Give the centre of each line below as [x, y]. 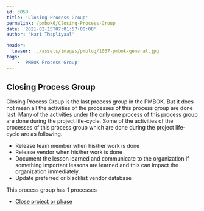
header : [16, 46]
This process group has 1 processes [52, 190]
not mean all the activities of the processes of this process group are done [100, 108]
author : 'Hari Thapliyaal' [40, 35]
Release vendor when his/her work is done [69, 152]
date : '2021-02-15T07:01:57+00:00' [51, 29]
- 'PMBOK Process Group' [49, 62]
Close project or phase [44, 202]
